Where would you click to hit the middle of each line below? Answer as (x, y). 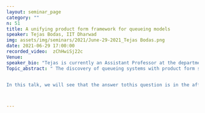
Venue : (15, 57)
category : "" (23, 18)
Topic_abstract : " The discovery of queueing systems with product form (101, 68)
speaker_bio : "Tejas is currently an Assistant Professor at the (91, 63)
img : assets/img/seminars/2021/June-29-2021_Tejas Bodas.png (86, 40)
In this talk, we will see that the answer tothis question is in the (98, 85)
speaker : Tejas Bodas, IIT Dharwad (52, 35)
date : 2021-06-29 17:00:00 (41, 46)
